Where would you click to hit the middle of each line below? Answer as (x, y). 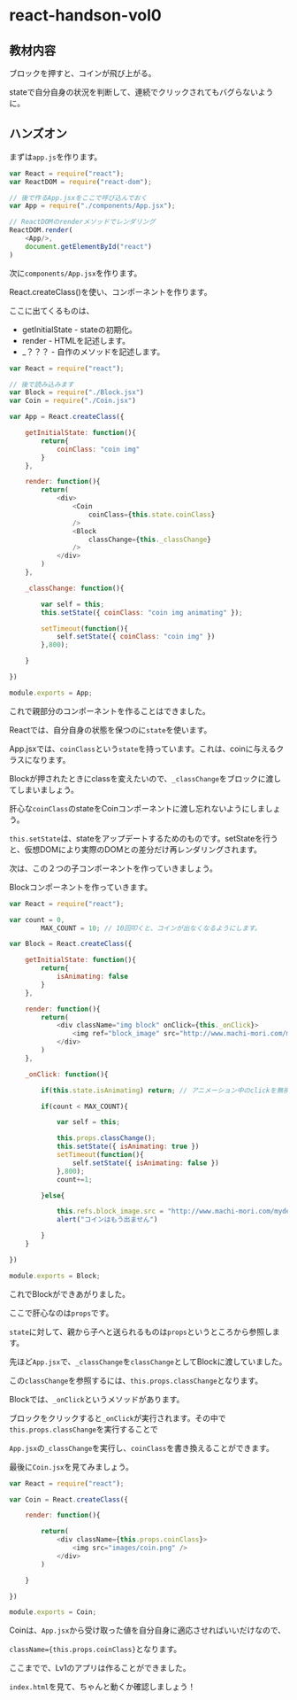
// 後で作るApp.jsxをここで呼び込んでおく (78, 198)
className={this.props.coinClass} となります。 (95, 1650)
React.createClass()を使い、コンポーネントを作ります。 (110, 291)
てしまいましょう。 (44, 789)
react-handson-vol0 (85, 16)
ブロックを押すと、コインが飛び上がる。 (83, 73)
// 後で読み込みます (42, 384)
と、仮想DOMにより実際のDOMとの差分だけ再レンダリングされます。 (136, 849)
